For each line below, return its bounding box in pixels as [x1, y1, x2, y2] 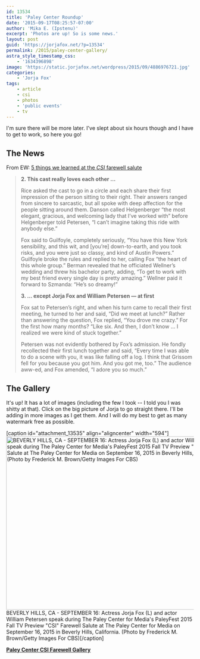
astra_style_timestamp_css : [6, 53, 76, 59]
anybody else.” [20, 225, 58, 232]
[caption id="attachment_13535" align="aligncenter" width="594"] [6, 430, 169, 436]
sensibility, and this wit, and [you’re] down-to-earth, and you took [20, 243, 182, 250]
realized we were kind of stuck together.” [20, 329, 122, 336]
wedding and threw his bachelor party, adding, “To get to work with [20, 268, 186, 276]
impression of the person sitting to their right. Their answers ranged [20, 193, 187, 201]
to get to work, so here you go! [6, 131, 82, 138]
